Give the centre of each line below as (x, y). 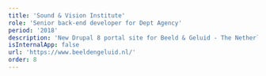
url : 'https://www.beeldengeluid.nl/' (72, 52)
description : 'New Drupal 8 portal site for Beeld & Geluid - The (120, 38)
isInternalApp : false (44, 45)
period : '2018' (33, 30)
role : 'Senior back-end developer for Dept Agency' (95, 23)
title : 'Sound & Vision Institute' (67, 15)
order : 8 (23, 60)
